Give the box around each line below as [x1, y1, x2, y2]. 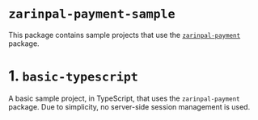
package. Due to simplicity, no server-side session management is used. [8, 101, 251, 111]
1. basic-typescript [8, 67, 139, 85]
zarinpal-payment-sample [8, 6, 176, 22]
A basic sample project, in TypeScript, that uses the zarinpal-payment [8, 93, 240, 103]
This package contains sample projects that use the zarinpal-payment [8, 30, 241, 39]
